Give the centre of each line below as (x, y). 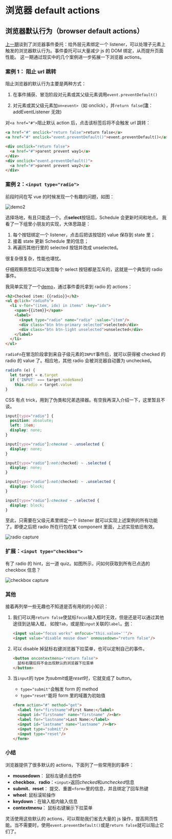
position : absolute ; (32, 421)
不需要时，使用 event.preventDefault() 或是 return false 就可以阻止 (89, 825)
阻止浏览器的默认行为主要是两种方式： (46, 84)
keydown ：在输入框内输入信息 (45, 801)
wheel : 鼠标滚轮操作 (34, 795)
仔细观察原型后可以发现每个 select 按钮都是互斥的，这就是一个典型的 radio (84, 269)
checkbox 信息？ (23, 570)
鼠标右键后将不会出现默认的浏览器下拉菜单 (56, 663)
